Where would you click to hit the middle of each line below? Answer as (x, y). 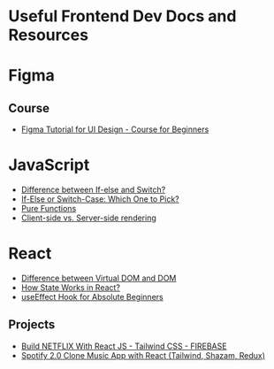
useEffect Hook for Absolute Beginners (92, 297)
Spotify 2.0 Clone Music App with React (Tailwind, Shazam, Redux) (143, 355)
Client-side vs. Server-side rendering (88, 218)
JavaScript (49, 165)
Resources (49, 35)
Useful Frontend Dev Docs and (122, 16)
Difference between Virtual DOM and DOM (99, 278)
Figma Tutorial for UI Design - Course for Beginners (115, 129)
